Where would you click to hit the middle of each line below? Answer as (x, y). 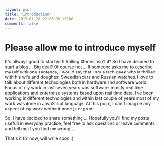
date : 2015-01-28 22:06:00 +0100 (39, 19)
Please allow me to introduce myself (81, 48)
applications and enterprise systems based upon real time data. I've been (79, 93)
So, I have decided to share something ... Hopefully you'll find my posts (77, 118)
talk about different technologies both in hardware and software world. (77, 82)
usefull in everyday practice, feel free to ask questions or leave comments (80, 123)
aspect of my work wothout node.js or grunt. (50, 109)
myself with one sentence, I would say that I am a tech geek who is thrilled (80, 72)
